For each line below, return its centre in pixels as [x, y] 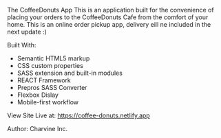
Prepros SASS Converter [52, 88]
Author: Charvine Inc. [37, 129]
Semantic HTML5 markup [53, 58]
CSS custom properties [50, 66]
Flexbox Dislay [38, 95]
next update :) [27, 32]
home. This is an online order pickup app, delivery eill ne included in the [109, 24]
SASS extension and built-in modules [70, 73]
